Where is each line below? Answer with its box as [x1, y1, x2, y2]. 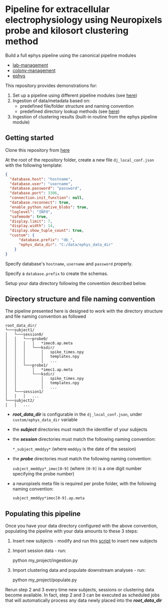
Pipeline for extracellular [5, 4, 110, 15]
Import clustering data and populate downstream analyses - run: [12, 567, 146, 573]
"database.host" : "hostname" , [10, 176, 73, 182]
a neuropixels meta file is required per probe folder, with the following [12, 481, 156, 487]
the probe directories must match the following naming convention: [12, 456, 152, 462]
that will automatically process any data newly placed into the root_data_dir [5, 597, 162, 603]
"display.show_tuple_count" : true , [10, 228, 84, 233]
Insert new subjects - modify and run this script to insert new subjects [12, 538, 157, 544]
